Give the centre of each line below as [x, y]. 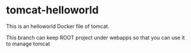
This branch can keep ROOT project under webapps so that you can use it [95, 37]
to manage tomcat [28, 44]
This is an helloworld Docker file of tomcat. [58, 26]
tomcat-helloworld [52, 10]
